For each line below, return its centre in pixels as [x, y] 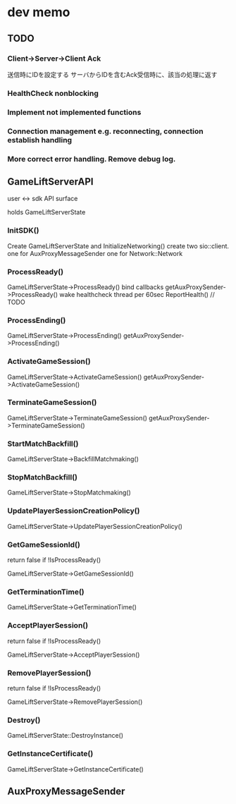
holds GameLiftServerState [46, 212]
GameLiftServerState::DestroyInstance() [66, 736]
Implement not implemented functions [74, 112]
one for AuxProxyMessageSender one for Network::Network [95, 253]
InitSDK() [23, 231]
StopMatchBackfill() [42, 477]
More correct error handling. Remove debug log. [92, 159]
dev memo [39, 12]
